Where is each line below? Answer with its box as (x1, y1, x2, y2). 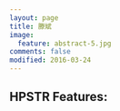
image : (9, 30, 35, 39)
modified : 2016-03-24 (9, 55, 92, 65)
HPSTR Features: (9, 89, 108, 105)
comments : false (9, 47, 71, 56)
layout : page (9, 13, 59, 23)
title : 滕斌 (9, 22, 52, 31)
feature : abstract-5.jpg (17, 38, 112, 48)
